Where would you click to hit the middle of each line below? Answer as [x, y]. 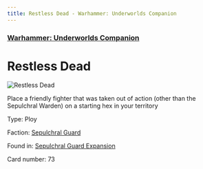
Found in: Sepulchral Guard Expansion [61, 146]
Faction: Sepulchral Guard [44, 132]
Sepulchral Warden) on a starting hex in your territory [83, 106]
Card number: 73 [31, 159]
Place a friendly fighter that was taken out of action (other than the [101, 99]
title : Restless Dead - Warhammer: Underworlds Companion [92, 13]
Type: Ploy [22, 119]
